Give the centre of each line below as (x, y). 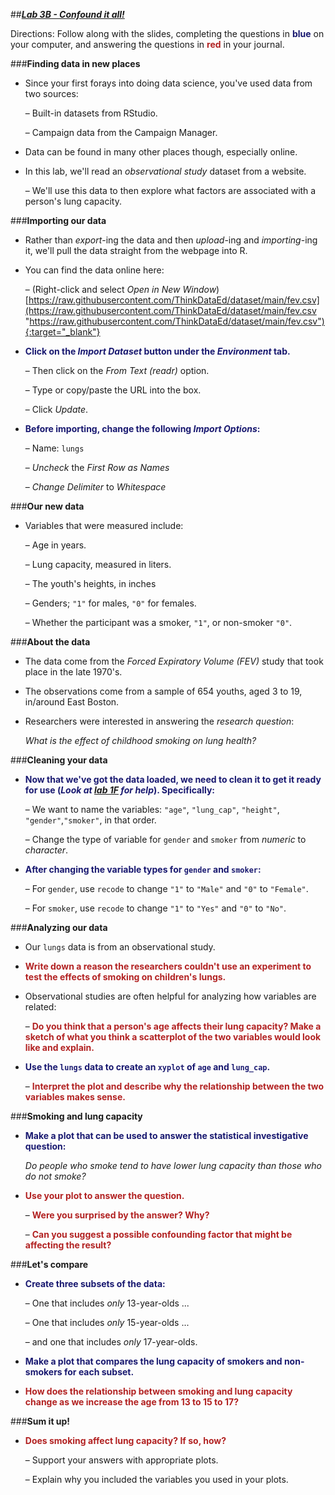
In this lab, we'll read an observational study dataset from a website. (165, 171)
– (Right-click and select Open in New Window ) (122, 289)
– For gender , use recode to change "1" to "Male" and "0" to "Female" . (166, 888)
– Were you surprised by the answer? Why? (117, 1215)
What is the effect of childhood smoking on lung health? (140, 740)
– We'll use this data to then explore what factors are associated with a (170, 190)
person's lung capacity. (73, 201)
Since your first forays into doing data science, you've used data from (168, 83)
